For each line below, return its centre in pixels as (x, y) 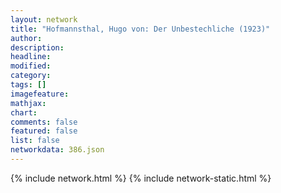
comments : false (44, 122)
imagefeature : (40, 94)
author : (26, 38)
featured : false (44, 131)
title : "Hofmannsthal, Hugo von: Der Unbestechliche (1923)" (140, 29)
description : (37, 47)
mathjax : (28, 103)
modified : (31, 66)
